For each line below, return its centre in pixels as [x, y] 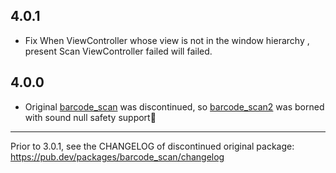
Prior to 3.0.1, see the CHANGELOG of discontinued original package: [152, 146]
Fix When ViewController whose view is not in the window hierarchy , [167, 40]
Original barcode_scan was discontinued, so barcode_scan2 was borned [174, 106]
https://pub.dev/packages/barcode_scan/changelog [117, 156]
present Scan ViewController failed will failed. [118, 51]
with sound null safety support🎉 [90, 117]
